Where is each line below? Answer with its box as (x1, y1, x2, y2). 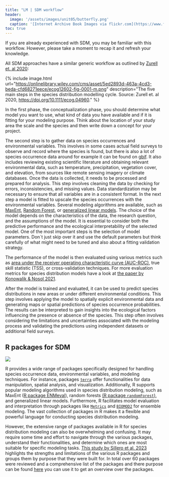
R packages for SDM (5, 343, 70, 351)
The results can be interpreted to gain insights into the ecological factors (5, 307, 156, 313)
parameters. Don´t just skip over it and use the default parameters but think (5, 234, 161, 240)
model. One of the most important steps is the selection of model (5, 228, 140, 234)
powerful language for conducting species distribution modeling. (5, 414, 140, 420)
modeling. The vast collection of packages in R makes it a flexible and (5, 408, 150, 414)
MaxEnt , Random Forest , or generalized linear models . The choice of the (5, 207, 155, 213)
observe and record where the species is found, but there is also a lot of (5, 148, 155, 154)
